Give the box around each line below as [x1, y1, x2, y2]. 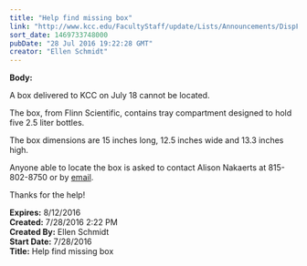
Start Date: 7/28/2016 [9, 236, 93, 247]
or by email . [48, 172, 94, 183]
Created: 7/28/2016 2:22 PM [9, 217, 119, 228]
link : [9, 22, 30, 31]
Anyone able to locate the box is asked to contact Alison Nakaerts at [9, 162, 267, 173]
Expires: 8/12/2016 [9, 207, 81, 219]
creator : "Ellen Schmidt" [9, 47, 108, 56]
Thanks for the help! [9, 189, 86, 200]
